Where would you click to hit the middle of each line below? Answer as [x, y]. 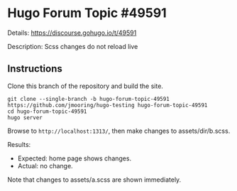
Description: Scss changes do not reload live [73, 46]
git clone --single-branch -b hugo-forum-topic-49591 [89, 99]
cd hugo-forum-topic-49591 [47, 111]
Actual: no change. [45, 165]
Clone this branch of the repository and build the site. [85, 86]
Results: [19, 144]
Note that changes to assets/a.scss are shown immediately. [94, 180]
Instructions [35, 69]
